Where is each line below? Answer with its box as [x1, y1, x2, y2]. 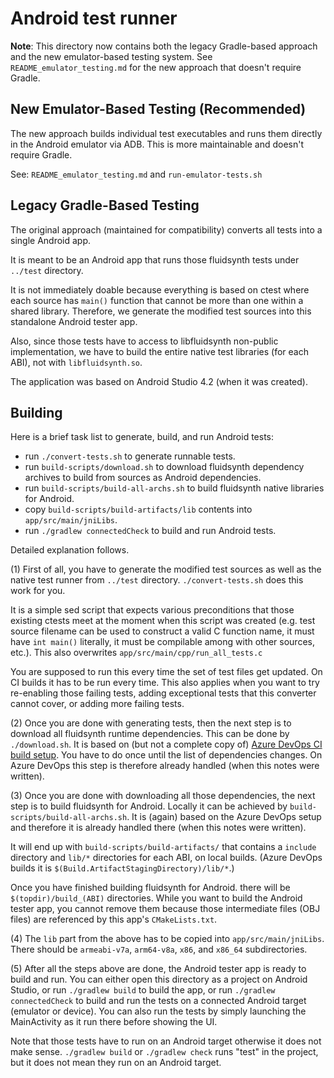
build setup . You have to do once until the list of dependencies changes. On [10, 749, 323, 761]
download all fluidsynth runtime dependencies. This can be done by [10, 728, 290, 740]
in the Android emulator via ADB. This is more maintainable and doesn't [10, 138, 304, 150]
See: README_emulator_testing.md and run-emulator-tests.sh [10, 168, 263, 180]
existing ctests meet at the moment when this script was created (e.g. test [10, 615, 316, 627]
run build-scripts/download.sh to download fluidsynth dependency [24, 461, 305, 473]
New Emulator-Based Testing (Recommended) [10, 101, 307, 118]
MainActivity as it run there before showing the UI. [10, 1016, 218, 1028]
